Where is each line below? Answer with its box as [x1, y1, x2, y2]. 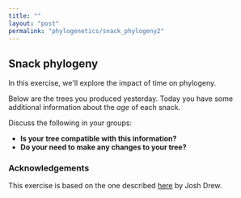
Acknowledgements [8, 162, 90, 174]
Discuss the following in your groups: [8, 118, 132, 128]
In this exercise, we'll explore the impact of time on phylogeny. [8, 78, 217, 88]
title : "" [8, 11, 42, 20]
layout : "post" [8, 19, 60, 27]
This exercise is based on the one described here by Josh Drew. [8, 181, 222, 191]
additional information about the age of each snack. [8, 103, 181, 112]
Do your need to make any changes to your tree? [19, 142, 187, 152]
